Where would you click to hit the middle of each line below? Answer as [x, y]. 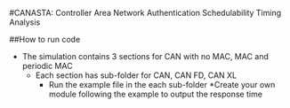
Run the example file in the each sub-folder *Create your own [162, 85]
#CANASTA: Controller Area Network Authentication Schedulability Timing [145, 13]
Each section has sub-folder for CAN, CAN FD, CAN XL [136, 75]
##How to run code [45, 39]
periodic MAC [47, 66]
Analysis [25, 22]
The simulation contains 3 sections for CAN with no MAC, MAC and [145, 56]
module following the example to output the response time [155, 94]
